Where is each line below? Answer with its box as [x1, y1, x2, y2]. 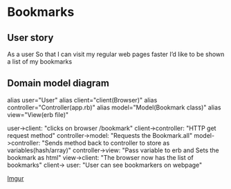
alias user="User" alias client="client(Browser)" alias [7, 96, 158, 104]
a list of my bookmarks [7, 57, 73, 66]
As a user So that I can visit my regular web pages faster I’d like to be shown [7, 50, 225, 58]
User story [7, 32, 54, 44]
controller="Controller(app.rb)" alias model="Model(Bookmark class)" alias [7, 103, 221, 111]
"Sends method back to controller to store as [41, 138, 170, 147]
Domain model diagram [7, 78, 109, 89]
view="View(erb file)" [7, 110, 69, 118]
